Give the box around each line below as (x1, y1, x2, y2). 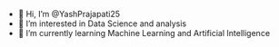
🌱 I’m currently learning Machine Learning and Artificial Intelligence (17, 28, 271, 38)
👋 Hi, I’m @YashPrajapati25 (17, 9, 121, 19)
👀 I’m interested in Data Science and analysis (17, 18, 187, 29)
